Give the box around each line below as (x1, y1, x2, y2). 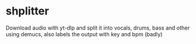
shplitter (5, 4, 49, 18)
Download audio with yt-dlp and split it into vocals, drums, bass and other (5, 24, 190, 31)
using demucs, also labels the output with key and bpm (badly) (5, 30, 163, 37)
